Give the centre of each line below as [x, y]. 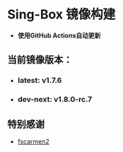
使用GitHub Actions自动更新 [59, 35]
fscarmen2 [33, 141]
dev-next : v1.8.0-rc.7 [55, 100]
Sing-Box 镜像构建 [61, 14]
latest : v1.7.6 [40, 81]
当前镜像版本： [40, 60]
